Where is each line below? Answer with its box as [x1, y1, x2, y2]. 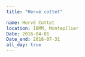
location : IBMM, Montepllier [6, 25, 79, 31]
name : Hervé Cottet [6, 19, 55, 26]
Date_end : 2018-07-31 [6, 37, 60, 43]
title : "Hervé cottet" [6, 8, 63, 15]
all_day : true [6, 42, 42, 48]
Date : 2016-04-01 [6, 31, 50, 37]
